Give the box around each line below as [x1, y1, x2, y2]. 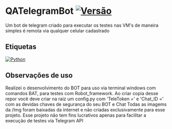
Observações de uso [5, 71, 73, 80]
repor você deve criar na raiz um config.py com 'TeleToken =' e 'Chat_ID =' [5, 96, 164, 102]
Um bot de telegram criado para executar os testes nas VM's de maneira [5, 22, 159, 28]
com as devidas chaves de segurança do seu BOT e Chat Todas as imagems [5, 101, 167, 107]
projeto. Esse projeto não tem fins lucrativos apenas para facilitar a [5, 112, 146, 118]
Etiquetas [5, 43, 37, 51]
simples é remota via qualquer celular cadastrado [5, 27, 110, 33]
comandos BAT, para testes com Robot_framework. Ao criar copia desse [5, 90, 159, 96]
